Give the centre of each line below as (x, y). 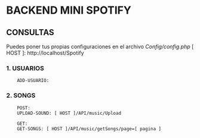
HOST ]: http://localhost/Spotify (45, 53)
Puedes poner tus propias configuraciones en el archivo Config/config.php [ (100, 46)
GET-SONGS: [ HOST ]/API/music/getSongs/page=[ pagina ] (89, 128)
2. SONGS (21, 96)
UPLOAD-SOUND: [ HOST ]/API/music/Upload (69, 113)
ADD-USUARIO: (33, 81)
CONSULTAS (30, 32)
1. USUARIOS (25, 68)
